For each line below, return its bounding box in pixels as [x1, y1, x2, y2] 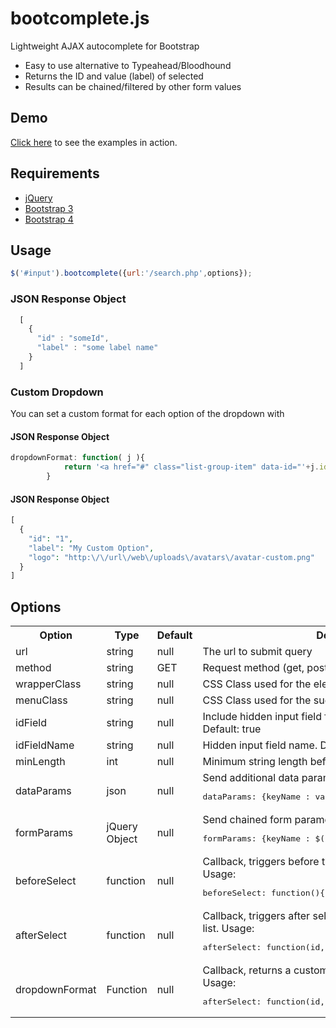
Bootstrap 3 [24, 202, 74, 214]
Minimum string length [202, 755, 308, 769]
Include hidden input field [202, 710, 323, 724]
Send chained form [202, 813, 293, 827]
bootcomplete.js [10, 7, 150, 30]
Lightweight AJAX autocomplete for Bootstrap [10, 40, 200, 52]
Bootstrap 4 [24, 213, 74, 225]
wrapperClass [15, 677, 82, 691]
